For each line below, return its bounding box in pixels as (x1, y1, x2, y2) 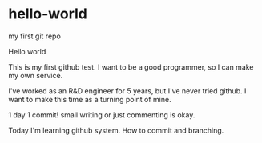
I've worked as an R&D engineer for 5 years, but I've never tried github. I (8, 85, 247, 96)
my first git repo (8, 31, 62, 41)
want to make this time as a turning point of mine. (8, 94, 171, 104)
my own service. (8, 70, 63, 80)
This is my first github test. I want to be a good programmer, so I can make (8, 62, 254, 72)
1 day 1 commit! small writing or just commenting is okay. (8, 109, 195, 120)
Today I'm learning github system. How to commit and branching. (8, 125, 224, 135)
